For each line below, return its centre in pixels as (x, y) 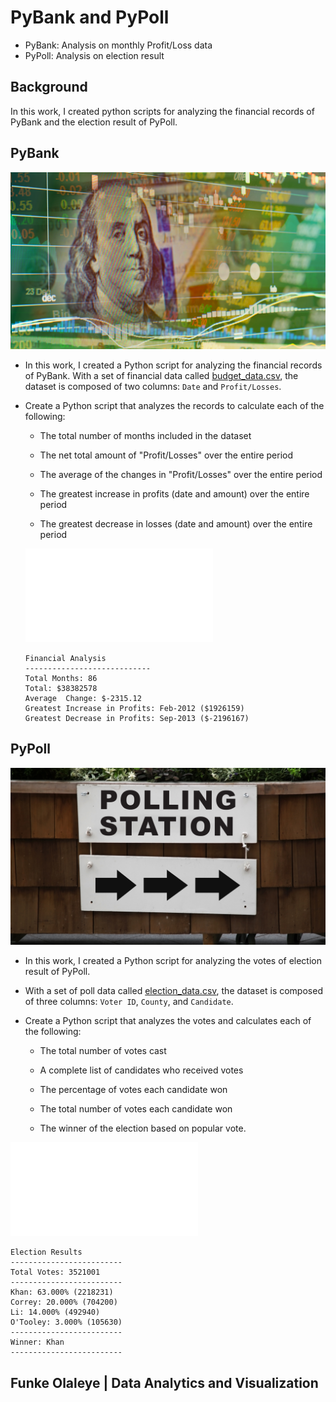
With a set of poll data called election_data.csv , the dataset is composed (173, 991)
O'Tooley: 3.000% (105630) (66, 1322)
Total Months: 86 (61, 679)
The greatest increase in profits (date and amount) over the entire (174, 494)
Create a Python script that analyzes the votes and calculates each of (168, 1021)
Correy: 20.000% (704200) (64, 1302)
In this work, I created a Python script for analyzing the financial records (173, 365)
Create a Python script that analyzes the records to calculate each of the (174, 406)
